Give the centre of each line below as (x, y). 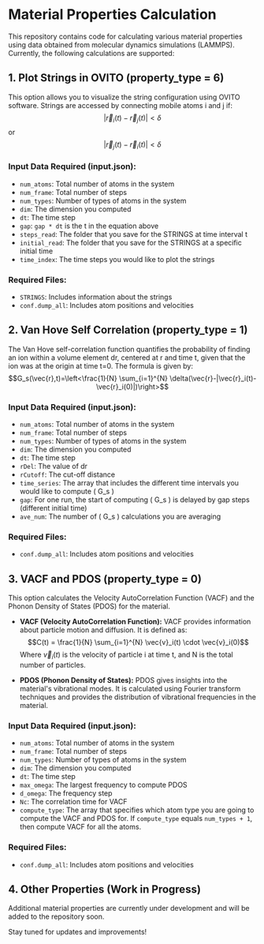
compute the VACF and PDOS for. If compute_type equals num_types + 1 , (136, 819)
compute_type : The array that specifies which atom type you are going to (137, 810)
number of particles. (53, 665)
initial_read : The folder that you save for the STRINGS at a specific (130, 242)
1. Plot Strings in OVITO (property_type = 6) (116, 78)
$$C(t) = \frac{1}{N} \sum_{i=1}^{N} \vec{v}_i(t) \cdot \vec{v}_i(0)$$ (138, 642)
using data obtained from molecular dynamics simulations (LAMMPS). (121, 44)
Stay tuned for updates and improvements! (78, 932)
